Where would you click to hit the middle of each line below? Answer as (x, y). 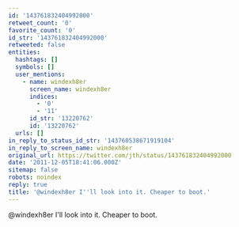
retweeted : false (37, 45)
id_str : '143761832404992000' (58, 38)
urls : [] (30, 133)
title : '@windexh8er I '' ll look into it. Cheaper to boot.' (110, 192)
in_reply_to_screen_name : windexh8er (70, 148)
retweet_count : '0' (40, 23)
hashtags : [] (37, 60)
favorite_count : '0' (42, 30)
